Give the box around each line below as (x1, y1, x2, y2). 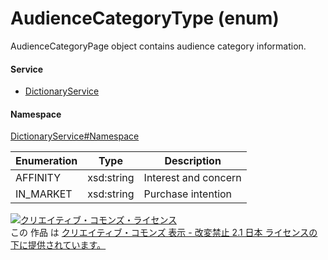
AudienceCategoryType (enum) (10, 7, 280, 30)
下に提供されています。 (10, 239, 107, 251)
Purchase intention (143, 187, 233, 201)
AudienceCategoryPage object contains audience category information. (10, 40, 307, 52)
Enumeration (15, 154, 78, 168)
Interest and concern (143, 171, 242, 185)
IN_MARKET (15, 187, 73, 201)
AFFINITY (15, 171, 62, 185)
